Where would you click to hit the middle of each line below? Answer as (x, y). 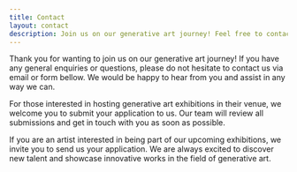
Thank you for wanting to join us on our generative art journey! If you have (145, 59)
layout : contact (39, 26)
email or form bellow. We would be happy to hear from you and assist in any (147, 78)
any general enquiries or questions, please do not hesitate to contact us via (146, 68)
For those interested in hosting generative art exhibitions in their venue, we (145, 104)
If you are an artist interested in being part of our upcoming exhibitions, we (145, 140)
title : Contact (37, 17)
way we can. (32, 87)
